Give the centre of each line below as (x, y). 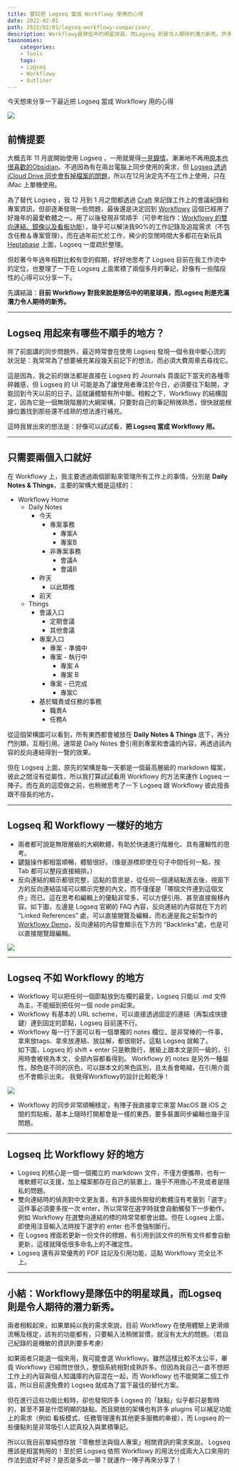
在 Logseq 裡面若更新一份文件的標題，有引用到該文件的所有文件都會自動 (124, 1236)
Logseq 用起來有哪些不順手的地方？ (86, 333)
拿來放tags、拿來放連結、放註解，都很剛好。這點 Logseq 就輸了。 (115, 1041)
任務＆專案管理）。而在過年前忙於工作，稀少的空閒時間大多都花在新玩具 (118, 235)
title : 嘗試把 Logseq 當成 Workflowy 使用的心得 (75, 14)
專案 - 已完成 (68, 683)
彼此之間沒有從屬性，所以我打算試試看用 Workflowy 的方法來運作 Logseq (115, 776)
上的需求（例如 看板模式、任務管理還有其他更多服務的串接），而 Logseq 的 (116, 1418)
